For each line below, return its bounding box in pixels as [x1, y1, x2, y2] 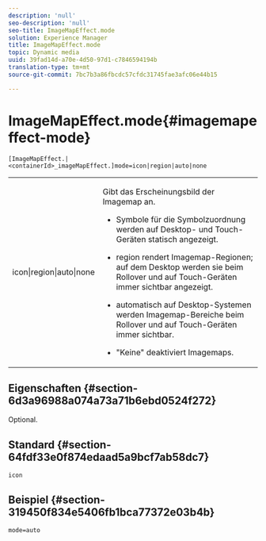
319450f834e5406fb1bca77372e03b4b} [8, 505, 215, 519]
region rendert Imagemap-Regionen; [116, 251, 253, 263]
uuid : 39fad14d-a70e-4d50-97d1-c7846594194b [8, 56, 158, 64]
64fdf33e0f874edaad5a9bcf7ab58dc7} [8, 450, 210, 464]
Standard [8, 438, 55, 451]
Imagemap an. [102, 196, 156, 207]
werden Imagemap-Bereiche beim [116, 309, 245, 320]
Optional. [8, 415, 38, 424]
